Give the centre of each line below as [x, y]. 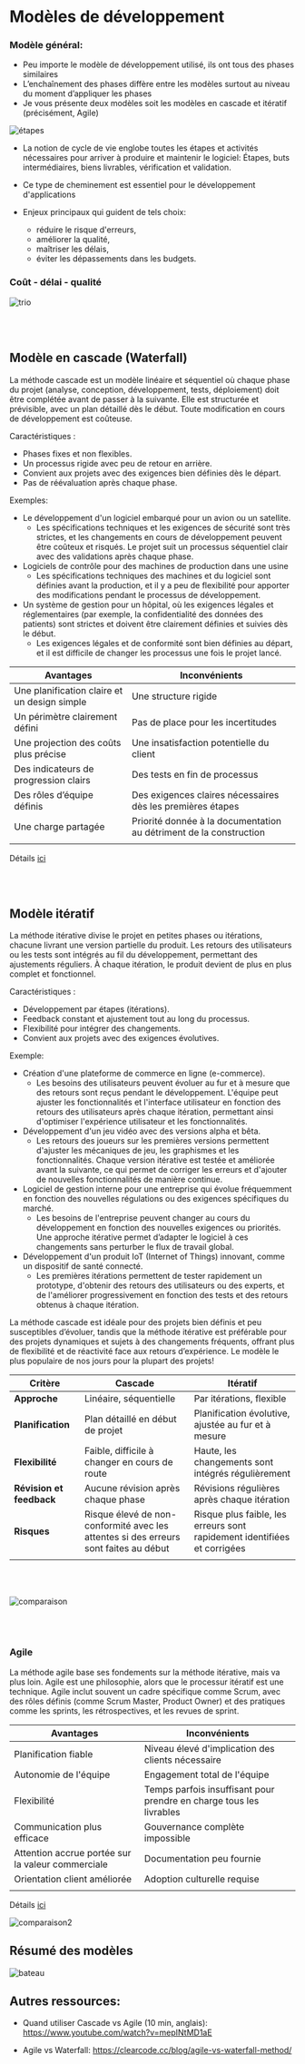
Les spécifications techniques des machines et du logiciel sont [153, 575]
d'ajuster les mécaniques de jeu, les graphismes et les [138, 1151]
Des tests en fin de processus [195, 774]
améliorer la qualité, [73, 240]
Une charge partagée [59, 826]
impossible [167, 1838]
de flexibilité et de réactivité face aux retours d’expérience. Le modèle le [144, 1351]
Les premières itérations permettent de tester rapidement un [149, 1276]
